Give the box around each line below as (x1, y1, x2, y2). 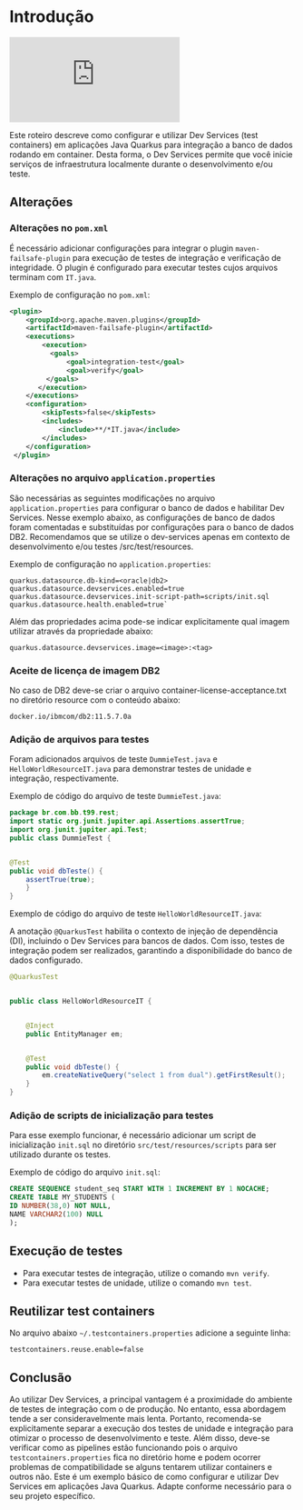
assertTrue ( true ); (25, 875, 95, 884)
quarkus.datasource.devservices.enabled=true (9, 584, 184, 593)
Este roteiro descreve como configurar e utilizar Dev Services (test (9, 129, 259, 140)
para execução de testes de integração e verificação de (72, 252, 281, 263)
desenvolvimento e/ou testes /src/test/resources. (9, 541, 194, 552)
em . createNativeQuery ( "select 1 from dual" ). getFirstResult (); (42, 1071, 286, 1080)
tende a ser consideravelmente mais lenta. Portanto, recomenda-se (9, 1414, 261, 1425)
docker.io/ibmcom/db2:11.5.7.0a (9, 712, 132, 721)
